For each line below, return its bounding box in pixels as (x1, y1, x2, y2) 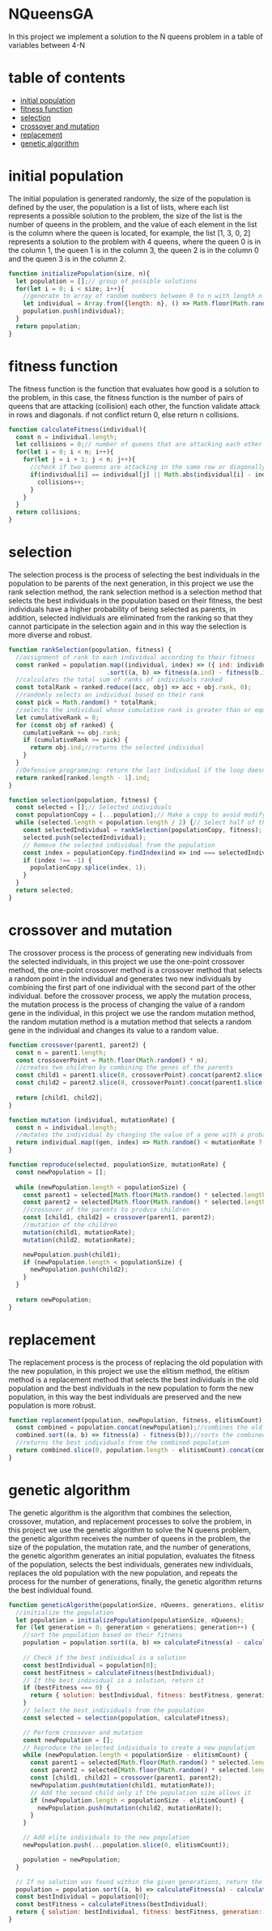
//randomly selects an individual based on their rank (15, 691, 205, 699)
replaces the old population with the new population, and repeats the (8, 1568, 238, 1578)
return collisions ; (15, 508, 82, 517)
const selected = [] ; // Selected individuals (15, 804, 172, 812)
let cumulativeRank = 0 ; (15, 714, 100, 722)
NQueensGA (8, 5, 95, 23)
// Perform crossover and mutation (23, 1729, 143, 1737)
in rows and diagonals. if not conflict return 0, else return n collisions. (8, 410, 240, 420)
